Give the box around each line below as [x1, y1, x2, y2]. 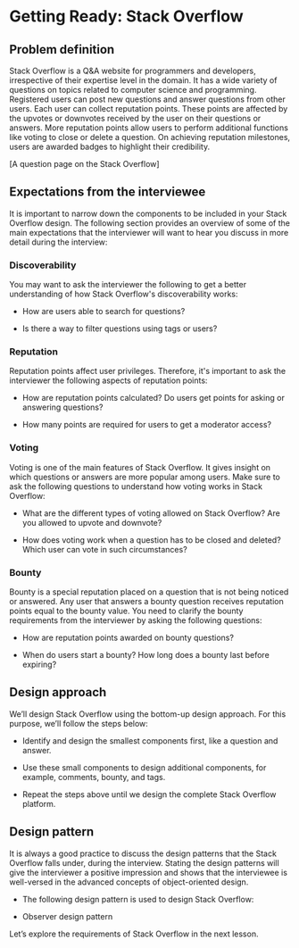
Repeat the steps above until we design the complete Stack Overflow [21, 788, 277, 800]
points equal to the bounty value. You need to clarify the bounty [9, 605, 244, 616]
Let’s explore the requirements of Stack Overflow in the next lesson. [9, 928, 259, 939]
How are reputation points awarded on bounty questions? [21, 632, 235, 643]
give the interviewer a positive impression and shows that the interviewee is [9, 867, 288, 877]
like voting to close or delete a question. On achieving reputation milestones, [9, 132, 291, 142]
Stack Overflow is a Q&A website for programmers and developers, [9, 65, 256, 76]
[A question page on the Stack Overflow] [9, 159, 160, 169]
